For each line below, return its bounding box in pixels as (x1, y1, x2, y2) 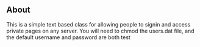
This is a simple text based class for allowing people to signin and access (6, 20, 191, 28)
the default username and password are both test (6, 33, 131, 41)
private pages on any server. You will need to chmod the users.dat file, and (6, 27, 195, 34)
